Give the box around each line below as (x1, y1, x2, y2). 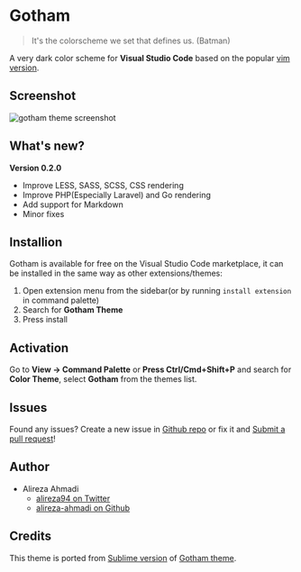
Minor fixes (22, 208, 65, 219)
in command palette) (22, 295, 100, 306)
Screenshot (9, 88, 77, 104)
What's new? (9, 139, 86, 154)
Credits (9, 529, 52, 544)
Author (9, 459, 50, 475)
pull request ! (9, 433, 56, 444)
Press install (22, 314, 68, 325)
